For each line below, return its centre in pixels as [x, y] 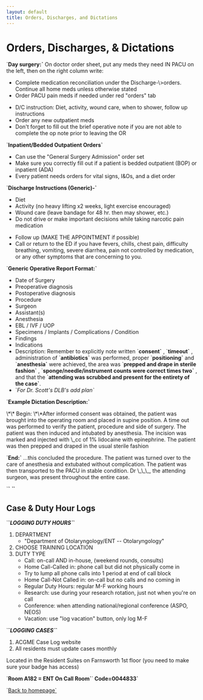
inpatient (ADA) [34, 170]
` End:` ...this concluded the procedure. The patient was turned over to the [98, 458]
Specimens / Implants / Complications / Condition [77, 332]
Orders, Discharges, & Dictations [90, 48]
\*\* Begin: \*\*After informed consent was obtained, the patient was [92, 414]
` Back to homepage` [32, 690]
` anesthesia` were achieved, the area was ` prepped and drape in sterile [106, 364]
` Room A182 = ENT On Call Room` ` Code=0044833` [72, 679]
